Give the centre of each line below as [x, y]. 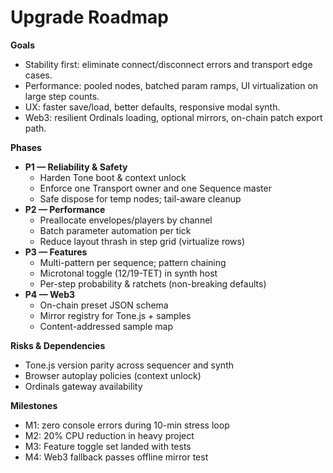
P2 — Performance [65, 209]
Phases [26, 147]
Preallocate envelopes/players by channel [126, 220]
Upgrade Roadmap [89, 17]
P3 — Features [56, 252]
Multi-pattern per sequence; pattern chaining [133, 262]
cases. [38, 75]
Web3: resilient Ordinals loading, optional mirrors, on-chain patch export [173, 117]
